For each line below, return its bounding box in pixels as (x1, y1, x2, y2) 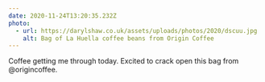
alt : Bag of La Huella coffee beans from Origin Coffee (23, 34, 215, 43)
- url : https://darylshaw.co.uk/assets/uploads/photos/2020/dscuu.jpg (15, 27, 258, 35)
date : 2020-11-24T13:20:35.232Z (8, 11, 117, 20)
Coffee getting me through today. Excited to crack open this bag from (8, 56, 239, 66)
